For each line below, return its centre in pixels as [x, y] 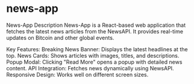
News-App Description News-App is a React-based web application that [96, 25]
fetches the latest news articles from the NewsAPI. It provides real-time [95, 31]
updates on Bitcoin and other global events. [60, 38]
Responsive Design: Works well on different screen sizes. [77, 74]
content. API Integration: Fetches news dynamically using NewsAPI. [90, 68]
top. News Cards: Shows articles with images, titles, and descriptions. [93, 55]
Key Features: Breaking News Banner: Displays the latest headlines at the [97, 49]
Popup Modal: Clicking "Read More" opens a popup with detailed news [94, 62]
